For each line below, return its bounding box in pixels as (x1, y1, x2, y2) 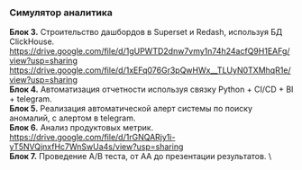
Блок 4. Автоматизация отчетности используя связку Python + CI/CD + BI (9, 84, 294, 95)
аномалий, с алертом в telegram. (9, 112, 136, 123)
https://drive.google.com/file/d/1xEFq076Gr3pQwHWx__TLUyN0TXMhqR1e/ (9, 65, 291, 76)
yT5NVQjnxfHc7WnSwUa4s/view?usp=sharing (9, 141, 184, 152)
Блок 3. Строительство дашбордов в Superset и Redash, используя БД (9, 27, 283, 38)
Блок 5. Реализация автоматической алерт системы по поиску (9, 103, 253, 114)
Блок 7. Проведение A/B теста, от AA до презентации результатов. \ (9, 151, 272, 162)
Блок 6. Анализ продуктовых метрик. (9, 122, 154, 133)
